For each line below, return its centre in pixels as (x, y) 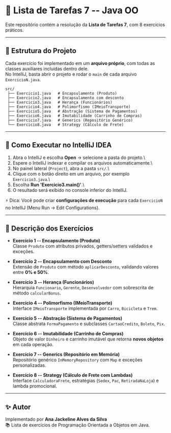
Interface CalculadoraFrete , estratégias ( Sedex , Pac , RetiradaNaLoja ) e (86, 381)
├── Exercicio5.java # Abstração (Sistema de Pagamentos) (73, 111)
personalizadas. (29, 366)
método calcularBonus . (37, 293)
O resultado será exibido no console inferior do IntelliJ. (70, 190)
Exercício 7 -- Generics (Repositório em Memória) (66, 354)
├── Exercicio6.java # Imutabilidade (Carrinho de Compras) (75, 116)
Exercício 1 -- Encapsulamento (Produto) (56, 241)
